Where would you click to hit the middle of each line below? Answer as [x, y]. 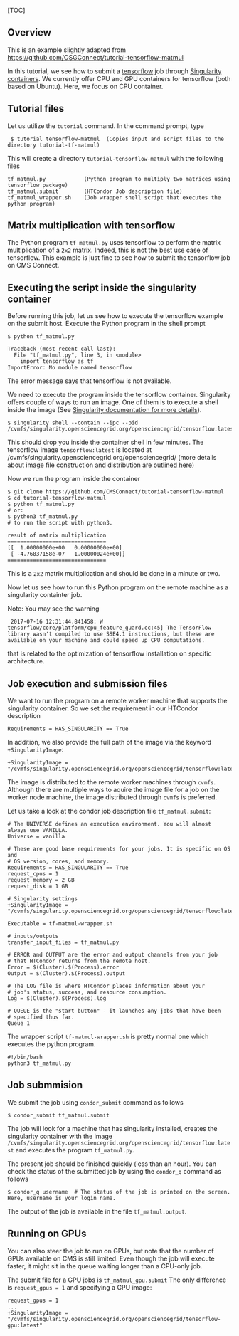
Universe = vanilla [36, 837]
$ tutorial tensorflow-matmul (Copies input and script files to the [117, 139]
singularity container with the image [60, 1136]
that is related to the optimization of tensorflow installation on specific [110, 653]
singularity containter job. [45, 595]
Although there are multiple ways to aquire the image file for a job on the [113, 790]
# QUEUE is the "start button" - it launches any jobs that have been [114, 1011]
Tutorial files [36, 109]
